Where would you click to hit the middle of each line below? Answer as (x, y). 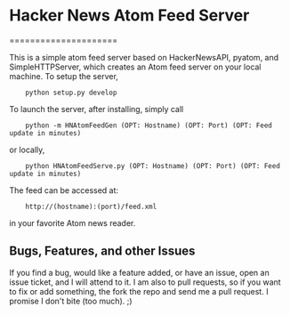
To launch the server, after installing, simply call (97, 109)
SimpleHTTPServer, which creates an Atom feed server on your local (135, 67)
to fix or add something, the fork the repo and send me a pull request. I (139, 291)
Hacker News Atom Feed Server (129, 16)
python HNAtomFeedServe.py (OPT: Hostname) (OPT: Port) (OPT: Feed (153, 166)
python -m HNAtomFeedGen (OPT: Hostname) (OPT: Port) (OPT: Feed (149, 125)
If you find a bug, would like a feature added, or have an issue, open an (139, 272)
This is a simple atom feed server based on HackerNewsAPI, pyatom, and (144, 57)
